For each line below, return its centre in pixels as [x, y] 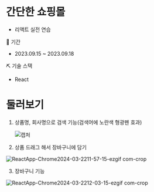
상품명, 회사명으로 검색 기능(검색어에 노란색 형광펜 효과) [78, 122]
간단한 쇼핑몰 [36, 12]
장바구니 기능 [30, 171]
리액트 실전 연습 [32, 29]
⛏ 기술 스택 [19, 66]
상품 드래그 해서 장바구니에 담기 [50, 147]
